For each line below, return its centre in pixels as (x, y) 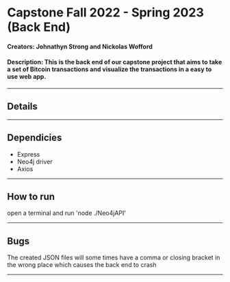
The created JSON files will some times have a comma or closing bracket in (114, 257)
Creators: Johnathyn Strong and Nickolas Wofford (80, 47)
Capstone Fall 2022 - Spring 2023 (105, 13)
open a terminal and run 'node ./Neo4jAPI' (67, 213)
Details (22, 106)
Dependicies (35, 138)
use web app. (27, 77)
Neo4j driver (35, 162)
